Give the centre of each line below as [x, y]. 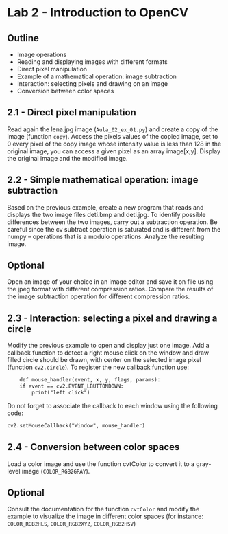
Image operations [42, 54]
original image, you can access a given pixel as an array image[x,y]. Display [114, 151]
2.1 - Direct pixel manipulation [72, 112]
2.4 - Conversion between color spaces [93, 447]
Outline [23, 38]
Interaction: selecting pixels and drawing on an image [92, 84]
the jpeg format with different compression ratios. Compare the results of [110, 289]
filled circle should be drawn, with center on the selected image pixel [104, 360]
